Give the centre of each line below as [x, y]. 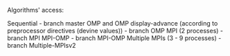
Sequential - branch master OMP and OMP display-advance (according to [113, 23]
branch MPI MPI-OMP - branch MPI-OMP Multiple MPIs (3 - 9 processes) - [114, 38]
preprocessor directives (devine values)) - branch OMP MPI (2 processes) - [115, 31]
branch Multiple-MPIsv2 [42, 45]
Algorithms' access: [36, 10]
